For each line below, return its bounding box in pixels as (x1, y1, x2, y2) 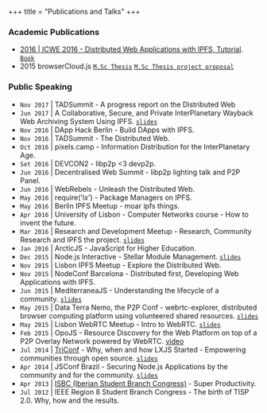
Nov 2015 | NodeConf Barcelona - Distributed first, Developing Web (19, 268, 239, 278)
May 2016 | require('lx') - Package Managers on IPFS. (19, 193, 192, 202)
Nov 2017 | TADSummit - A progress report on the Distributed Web (19, 99, 236, 109)
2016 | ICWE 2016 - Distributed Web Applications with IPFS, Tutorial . (19, 45, 244, 54)
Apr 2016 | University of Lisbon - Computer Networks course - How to (19, 209, 249, 219)
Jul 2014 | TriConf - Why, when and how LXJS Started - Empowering (19, 345, 246, 354)
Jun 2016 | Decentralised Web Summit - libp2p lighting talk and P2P (19, 167, 241, 177)
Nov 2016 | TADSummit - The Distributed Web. (19, 133, 170, 142)
